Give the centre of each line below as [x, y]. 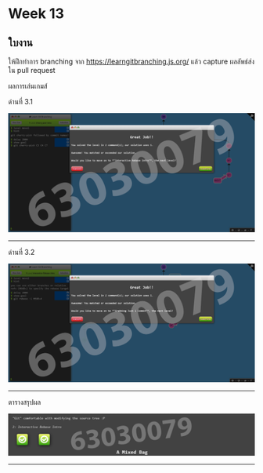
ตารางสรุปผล [25, 402]
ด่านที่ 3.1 [21, 102]
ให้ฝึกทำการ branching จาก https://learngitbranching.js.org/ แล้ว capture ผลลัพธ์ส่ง [131, 61]
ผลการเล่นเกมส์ [28, 86]
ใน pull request [32, 70]
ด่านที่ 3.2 [22, 253]
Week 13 [36, 14]
